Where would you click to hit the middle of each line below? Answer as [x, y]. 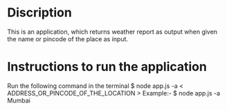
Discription [40, 13]
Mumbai [19, 100]
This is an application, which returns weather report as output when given [112, 32]
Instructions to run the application [107, 67]
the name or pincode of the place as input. [68, 38]
